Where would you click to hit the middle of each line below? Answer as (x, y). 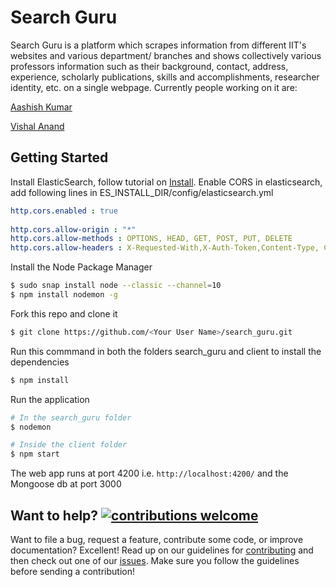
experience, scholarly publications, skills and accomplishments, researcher (165, 77)
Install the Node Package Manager (81, 267)
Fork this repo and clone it (64, 313)
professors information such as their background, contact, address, (149, 66)
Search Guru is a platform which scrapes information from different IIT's (158, 45)
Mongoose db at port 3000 (66, 484)
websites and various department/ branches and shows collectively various (166, 55)
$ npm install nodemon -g (64, 295)
